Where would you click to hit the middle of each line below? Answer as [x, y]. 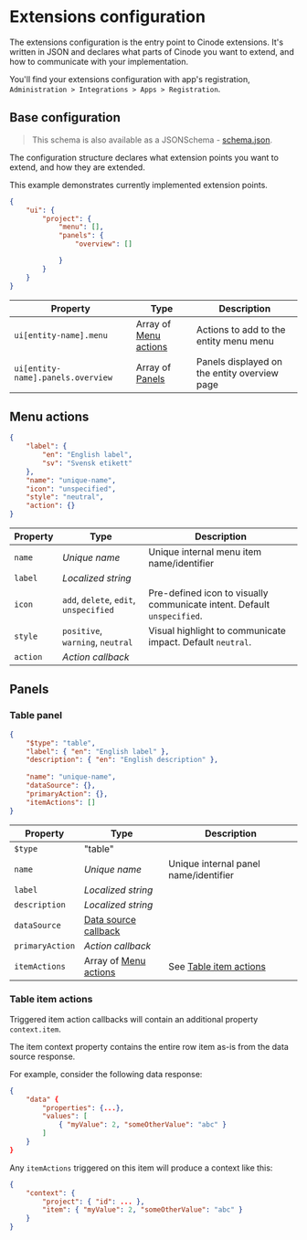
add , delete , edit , [99, 600]
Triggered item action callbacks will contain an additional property [134, 1019]
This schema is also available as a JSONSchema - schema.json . [152, 140]
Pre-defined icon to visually [208, 593]
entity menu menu [235, 341]
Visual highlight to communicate [217, 631]
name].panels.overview [63, 377]
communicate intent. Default [209, 605]
